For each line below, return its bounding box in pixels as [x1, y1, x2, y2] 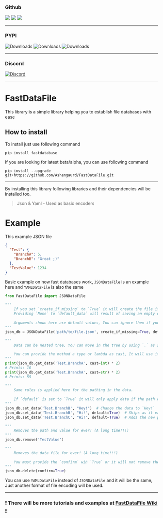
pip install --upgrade [5, 168, 51, 173]
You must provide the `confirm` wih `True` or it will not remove [14, 460, 151, 464]
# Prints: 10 [5, 365, 32, 370]
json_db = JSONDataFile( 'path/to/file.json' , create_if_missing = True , [5, 329, 151, 334]
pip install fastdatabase [5, 150, 57, 155]
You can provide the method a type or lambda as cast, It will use [14, 352, 153, 357]
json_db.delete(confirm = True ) [5, 469, 66, 474]
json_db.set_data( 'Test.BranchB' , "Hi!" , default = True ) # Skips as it [5, 410, 153, 415]
